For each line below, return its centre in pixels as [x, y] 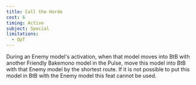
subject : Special [28, 28]
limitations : [22, 34]
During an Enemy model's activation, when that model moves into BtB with [98, 57]
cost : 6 [16, 17]
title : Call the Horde [34, 12]
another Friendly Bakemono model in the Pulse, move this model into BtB [96, 63]
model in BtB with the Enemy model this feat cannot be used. [82, 76]
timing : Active [25, 23]
